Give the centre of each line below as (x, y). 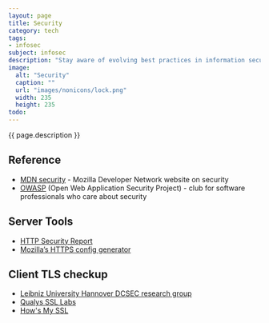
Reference (35, 160)
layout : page (30, 16)
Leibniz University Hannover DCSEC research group (106, 293)
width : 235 (34, 98)
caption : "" (36, 82)
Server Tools (41, 222)
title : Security (35, 23)
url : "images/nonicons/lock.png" (71, 90)
